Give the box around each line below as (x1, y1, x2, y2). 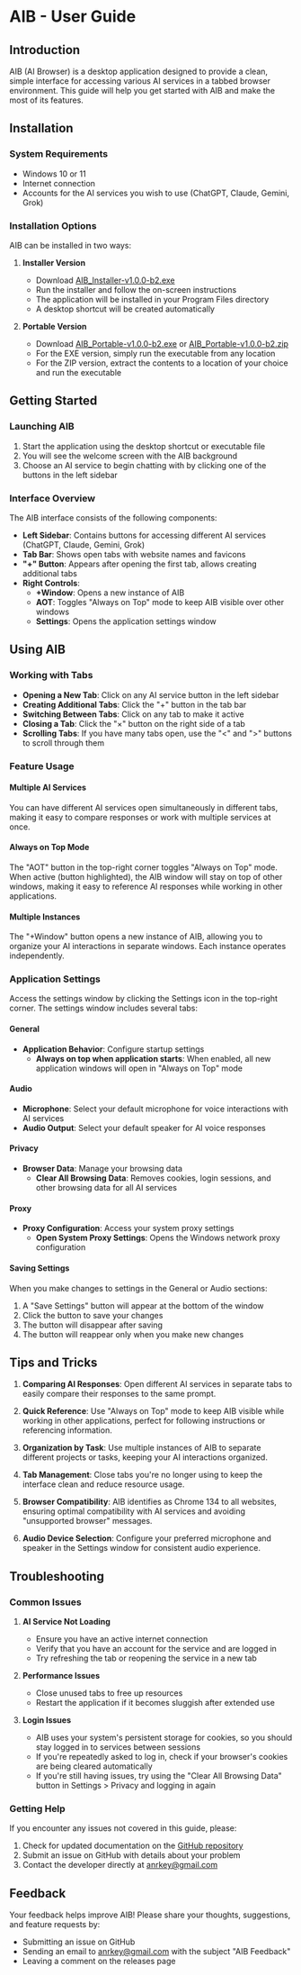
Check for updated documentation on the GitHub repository (22, 1840, 244, 1852)
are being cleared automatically (35, 1761, 153, 1771)
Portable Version (22, 321, 87, 331)
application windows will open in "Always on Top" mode (35, 1063, 243, 1074)
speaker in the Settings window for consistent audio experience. (22, 1543, 261, 1554)
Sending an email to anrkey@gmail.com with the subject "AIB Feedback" (22, 1946, 291, 1957)
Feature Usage (9, 759, 75, 772)
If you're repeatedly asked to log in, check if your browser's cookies (35, 1752, 288, 1762)
